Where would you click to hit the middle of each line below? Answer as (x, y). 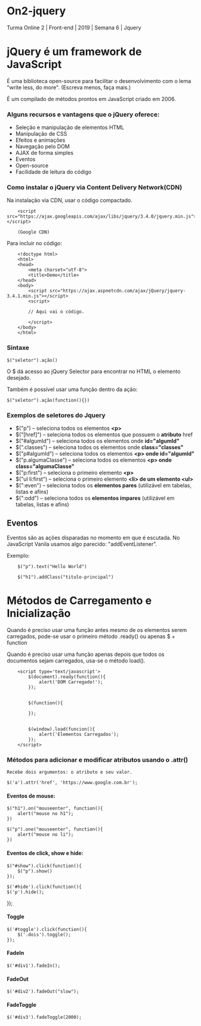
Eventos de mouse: (31, 796)
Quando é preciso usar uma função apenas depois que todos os (86, 654)
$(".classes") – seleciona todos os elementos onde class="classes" (99, 447)
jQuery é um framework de (74, 52)
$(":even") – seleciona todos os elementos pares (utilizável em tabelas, (103, 485)
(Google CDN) (34, 232)
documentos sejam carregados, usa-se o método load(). (76, 660)
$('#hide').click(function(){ (44, 887)
